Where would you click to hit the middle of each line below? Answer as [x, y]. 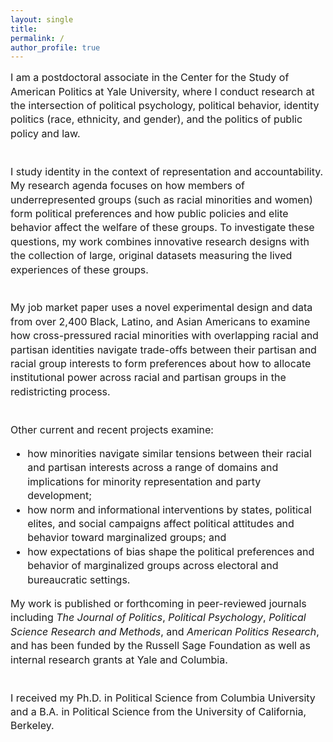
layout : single [42, 19]
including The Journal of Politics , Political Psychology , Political [158, 618]
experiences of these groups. [79, 269]
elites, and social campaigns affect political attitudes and [161, 524]
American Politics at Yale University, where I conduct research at [162, 91]
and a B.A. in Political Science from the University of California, [158, 711]
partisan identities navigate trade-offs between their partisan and [163, 349]
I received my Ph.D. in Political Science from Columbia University [163, 698]
